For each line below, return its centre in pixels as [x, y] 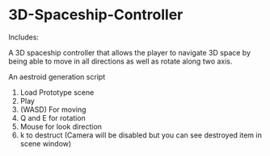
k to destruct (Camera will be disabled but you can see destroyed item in [141, 135]
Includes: [23, 37]
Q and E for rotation [53, 117]
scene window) [46, 143]
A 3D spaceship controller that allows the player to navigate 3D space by [130, 52]
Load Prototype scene [57, 92]
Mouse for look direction [61, 126]
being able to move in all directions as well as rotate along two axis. [120, 61]
